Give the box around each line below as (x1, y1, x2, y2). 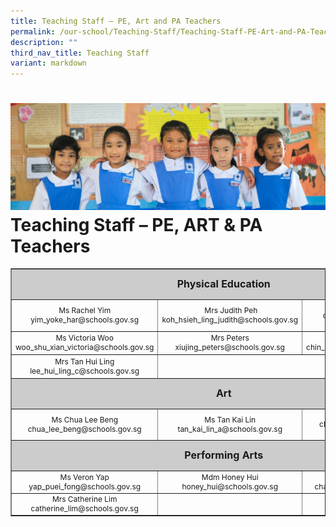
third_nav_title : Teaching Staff (10, 48, 150, 58)
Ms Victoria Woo (55, 333, 114, 344)
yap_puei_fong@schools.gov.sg (28, 481, 142, 492)
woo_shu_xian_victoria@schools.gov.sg (15, 342, 155, 353)
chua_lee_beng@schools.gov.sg (27, 423, 142, 434)
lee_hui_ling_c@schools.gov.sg (29, 365, 140, 376)
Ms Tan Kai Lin (204, 414, 257, 425)
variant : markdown (10, 58, 87, 69)
